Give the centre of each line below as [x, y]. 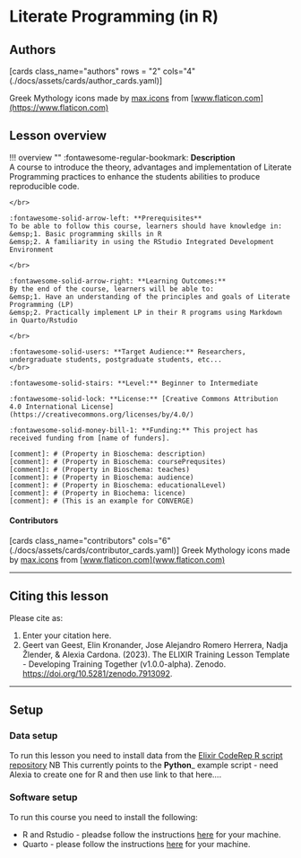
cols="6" [154, 541]
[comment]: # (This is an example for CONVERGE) [102, 501]
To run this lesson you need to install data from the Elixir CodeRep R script [146, 755]
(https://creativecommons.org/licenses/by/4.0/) [102, 415]
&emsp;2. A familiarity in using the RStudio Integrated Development [142, 241]
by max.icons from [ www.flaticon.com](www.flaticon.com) [117, 560]
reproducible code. [44, 186]
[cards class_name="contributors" [73, 541]
